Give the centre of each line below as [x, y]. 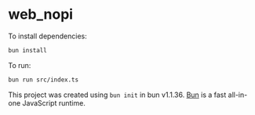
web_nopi [40, 14]
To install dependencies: [48, 36]
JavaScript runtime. [54, 102]
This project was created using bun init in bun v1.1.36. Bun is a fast [117, 95]
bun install [27, 50]
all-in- [238, 95]
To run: [20, 65]
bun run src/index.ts [44, 80]
